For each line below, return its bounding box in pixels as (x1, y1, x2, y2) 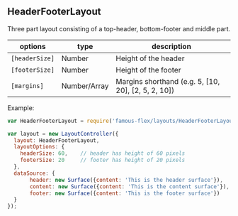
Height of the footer (115, 65, 181, 75)
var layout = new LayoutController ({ (7, 130, 119, 137)
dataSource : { (13, 170, 55, 177)
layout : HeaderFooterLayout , (13, 136, 100, 144)
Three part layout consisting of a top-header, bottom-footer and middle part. (7, 24, 231, 33)
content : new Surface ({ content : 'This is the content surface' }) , (29, 183, 230, 190)
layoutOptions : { (13, 144, 65, 151)
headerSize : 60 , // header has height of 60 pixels (20, 150, 186, 157)
